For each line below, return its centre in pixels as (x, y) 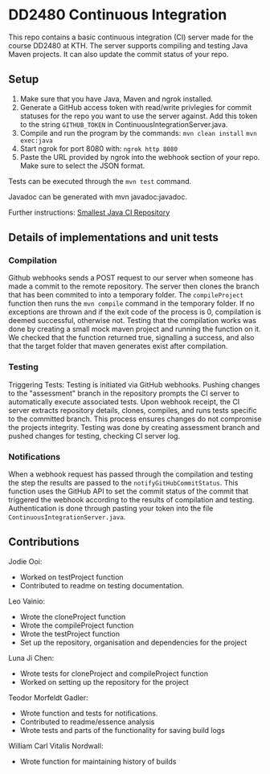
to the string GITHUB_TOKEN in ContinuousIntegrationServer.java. (124, 124)
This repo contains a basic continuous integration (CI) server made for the (131, 37)
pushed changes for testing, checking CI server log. (94, 436)
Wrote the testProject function (70, 633)
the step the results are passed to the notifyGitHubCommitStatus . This (123, 483)
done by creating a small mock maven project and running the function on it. (135, 329)
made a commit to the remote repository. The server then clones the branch (134, 286)
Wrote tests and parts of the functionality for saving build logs (122, 730)
